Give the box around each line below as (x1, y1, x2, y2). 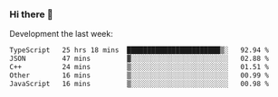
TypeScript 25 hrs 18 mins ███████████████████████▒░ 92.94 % (9, 46, 270, 55)
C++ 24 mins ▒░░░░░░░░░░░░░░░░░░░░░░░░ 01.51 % (9, 63, 270, 72)
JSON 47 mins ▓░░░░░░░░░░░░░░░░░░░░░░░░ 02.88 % (9, 54, 270, 64)
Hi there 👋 (9, 8, 54, 21)
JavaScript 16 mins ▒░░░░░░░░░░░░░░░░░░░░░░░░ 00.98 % (9, 79, 270, 88)
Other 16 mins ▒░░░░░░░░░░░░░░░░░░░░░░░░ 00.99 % (9, 71, 270, 80)
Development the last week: (9, 29, 113, 40)
